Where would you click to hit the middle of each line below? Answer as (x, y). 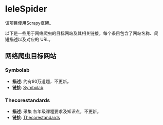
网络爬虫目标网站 (31, 56)
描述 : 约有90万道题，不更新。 (42, 81)
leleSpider (26, 9)
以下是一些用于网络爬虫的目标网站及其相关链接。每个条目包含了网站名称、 (80, 33)
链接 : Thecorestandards (36, 117)
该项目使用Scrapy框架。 (29, 23)
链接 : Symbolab (28, 87)
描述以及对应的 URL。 (31, 39)
